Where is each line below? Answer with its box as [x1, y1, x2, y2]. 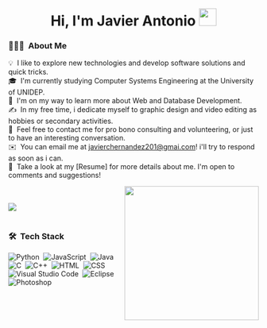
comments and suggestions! [8, 171, 102, 180]
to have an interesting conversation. [8, 133, 126, 143]
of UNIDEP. [8, 87, 45, 97]
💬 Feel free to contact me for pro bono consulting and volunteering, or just [8, 125, 253, 134]
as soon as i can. [8, 153, 64, 163]
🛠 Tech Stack [8, 231, 65, 242]
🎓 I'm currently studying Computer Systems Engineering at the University [8, 76, 254, 86]
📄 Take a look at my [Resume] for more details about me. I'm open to [8, 162, 235, 172]
